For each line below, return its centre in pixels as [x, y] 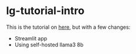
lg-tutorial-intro [45, 11]
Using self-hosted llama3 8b [49, 45]
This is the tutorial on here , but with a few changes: [68, 27]
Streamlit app [31, 38]
